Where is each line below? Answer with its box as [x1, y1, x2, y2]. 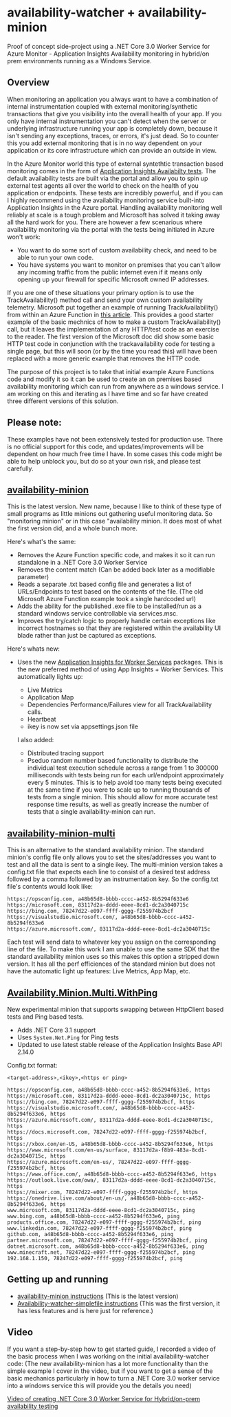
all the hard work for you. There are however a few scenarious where [7, 218, 203, 226]
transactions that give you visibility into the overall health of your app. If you [7, 109, 222, 118]
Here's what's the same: [7, 538, 76, 546]
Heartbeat [27, 715, 56, 724]
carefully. [7, 464, 34, 473]
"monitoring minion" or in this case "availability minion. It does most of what [7, 517, 222, 526]
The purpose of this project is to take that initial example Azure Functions [7, 367, 214, 376]
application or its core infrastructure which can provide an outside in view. [7, 146, 217, 154]
